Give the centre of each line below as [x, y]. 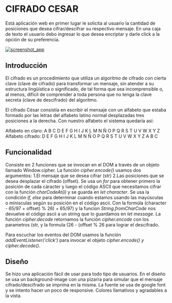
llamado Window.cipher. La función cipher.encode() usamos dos [73, 170]
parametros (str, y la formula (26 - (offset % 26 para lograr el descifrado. [82, 224]
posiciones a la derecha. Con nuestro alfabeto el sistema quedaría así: [80, 121]
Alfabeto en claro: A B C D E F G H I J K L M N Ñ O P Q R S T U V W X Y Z [83, 130]
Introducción [26, 65]
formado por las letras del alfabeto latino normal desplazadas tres [75, 115]
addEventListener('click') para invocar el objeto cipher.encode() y [75, 240]
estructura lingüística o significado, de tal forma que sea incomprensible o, [84, 89]
